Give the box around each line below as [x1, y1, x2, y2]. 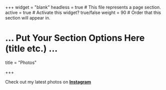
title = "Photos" [5, 59, 37, 65]
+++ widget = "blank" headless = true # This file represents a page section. [5, 4, 161, 10]
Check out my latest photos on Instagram [5, 78, 91, 84]
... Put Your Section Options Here [5, 32, 145, 44]
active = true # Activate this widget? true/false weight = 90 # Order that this [5, 9, 161, 15]
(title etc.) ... [5, 43, 58, 54]
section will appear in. [5, 15, 50, 20]
